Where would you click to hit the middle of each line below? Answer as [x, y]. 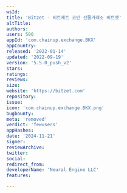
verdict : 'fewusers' [33, 125]
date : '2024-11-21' [31, 136]
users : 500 [20, 35]
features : [19, 176]
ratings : [17, 74]
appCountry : [21, 46]
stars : [15, 68]
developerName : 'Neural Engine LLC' [53, 170]
